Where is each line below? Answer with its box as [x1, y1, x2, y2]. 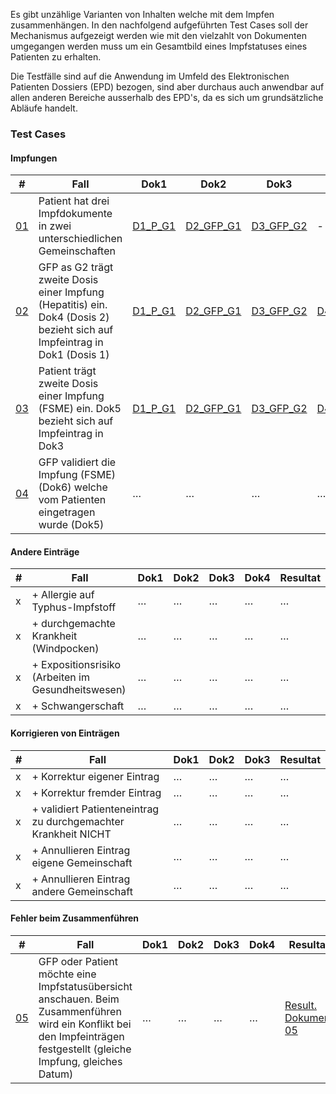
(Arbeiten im [31, 670, 90, 684]
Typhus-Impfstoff [31, 600, 117, 614]
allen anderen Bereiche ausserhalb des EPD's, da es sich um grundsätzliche [10, 92, 324, 103]
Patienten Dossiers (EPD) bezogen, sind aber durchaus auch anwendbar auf [10, 81, 325, 93]
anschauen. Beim [38, 992, 120, 1006]
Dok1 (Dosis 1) [38, 348, 110, 362]
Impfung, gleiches [38, 1054, 123, 1068]
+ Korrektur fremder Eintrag [31, 785, 162, 799]
